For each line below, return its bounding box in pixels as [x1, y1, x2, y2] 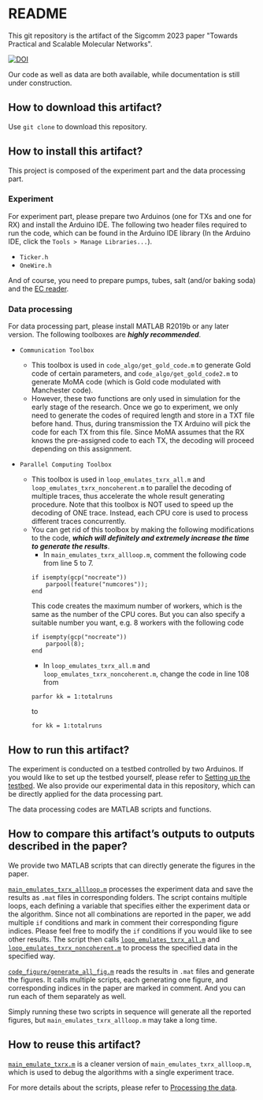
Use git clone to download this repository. [8, 121, 147, 131]
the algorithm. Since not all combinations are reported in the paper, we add [8, 909, 251, 919]
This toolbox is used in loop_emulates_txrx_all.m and [31, 474, 206, 485]
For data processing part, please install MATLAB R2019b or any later [8, 321, 230, 331]
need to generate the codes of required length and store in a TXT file [31, 411, 255, 420]
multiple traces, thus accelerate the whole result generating [31, 492, 225, 501]
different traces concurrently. [31, 517, 127, 526]
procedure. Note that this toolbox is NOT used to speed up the [31, 500, 234, 509]
